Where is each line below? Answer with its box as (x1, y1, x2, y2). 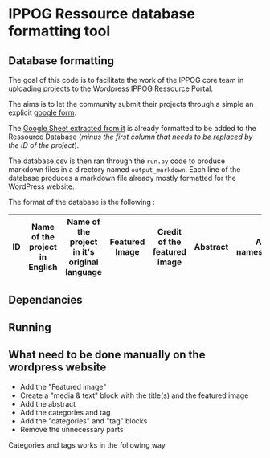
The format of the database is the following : (8, 198, 155, 207)
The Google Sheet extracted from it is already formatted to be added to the (8, 124, 257, 133)
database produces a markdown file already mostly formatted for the (8, 174, 237, 182)
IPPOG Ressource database (8, 5, 195, 23)
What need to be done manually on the (8, 348, 206, 362)
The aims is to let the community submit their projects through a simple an (8, 100, 255, 108)
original (68, 256, 99, 268)
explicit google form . (8, 108, 77, 117)
